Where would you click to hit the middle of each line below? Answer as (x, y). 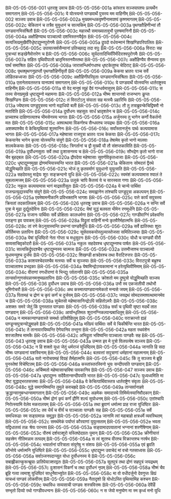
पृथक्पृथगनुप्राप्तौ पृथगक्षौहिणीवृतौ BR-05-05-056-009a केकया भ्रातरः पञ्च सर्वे (83, 71)
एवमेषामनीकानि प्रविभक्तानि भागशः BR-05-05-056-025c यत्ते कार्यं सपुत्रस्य (98, 197)
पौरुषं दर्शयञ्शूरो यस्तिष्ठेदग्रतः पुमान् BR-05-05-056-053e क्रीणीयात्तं (101, 433)
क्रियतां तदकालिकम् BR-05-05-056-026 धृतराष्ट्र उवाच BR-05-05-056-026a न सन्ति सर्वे (85, 203)
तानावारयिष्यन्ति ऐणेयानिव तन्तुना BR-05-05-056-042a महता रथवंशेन (90, 330)
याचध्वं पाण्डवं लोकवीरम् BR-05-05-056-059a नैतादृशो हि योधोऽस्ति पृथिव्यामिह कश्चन (78, 479)
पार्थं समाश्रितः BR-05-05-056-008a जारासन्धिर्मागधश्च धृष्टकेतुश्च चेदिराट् (68, 65)
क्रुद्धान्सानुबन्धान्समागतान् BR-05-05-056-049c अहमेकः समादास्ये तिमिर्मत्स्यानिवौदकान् (79, 393)
